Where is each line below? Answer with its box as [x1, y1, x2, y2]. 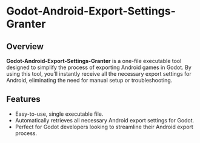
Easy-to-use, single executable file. [15, 110, 104, 118]
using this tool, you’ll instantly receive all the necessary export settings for [6, 70, 192, 77]
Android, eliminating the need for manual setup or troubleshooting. [6, 77, 173, 84]
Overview [6, 41, 44, 52]
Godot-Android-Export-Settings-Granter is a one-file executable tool [6, 58, 182, 64]
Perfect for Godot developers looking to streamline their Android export [15, 123, 194, 130]
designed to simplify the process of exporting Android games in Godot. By [6, 64, 192, 71]
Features [6, 94, 41, 104]
